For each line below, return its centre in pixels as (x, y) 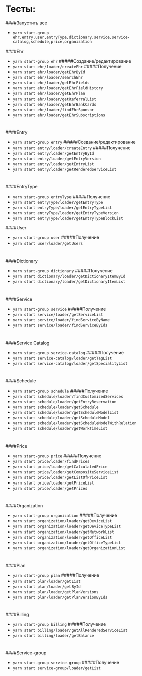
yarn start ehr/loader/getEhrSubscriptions (59, 115)
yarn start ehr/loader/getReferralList (54, 99)
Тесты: (21, 9)
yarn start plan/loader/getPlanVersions (55, 592)
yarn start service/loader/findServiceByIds (60, 325)
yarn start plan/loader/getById (46, 587)
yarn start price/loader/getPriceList (53, 483)
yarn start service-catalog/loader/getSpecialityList (70, 364)
